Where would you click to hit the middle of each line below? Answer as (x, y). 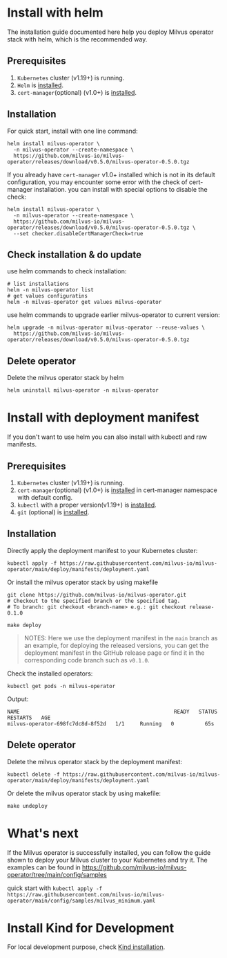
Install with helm (55, 13)
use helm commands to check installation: (67, 271)
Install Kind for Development (91, 928)
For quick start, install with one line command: (72, 131)
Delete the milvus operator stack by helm (66, 378)
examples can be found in (44, 867)
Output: (18, 699)
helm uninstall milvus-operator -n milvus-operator (83, 390)
